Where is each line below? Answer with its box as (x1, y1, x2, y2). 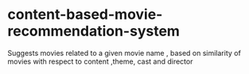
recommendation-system (7, 22, 181, 40)
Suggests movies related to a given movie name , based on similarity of (7, 48, 242, 57)
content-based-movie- (7, 6, 163, 24)
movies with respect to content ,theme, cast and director (7, 57, 193, 66)
